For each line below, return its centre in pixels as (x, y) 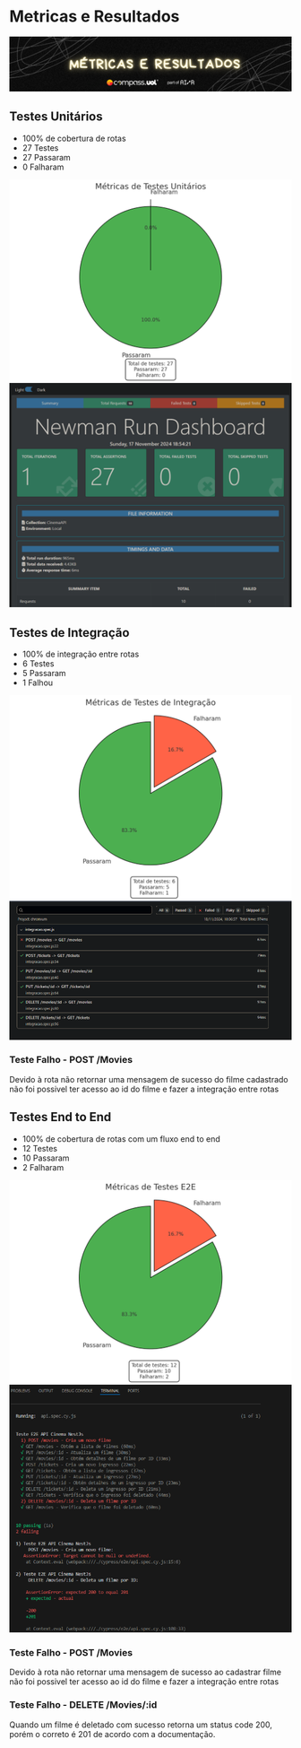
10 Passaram (46, 1158)
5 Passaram (44, 673)
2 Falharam (43, 1167)
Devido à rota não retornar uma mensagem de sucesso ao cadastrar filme (146, 1672)
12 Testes (40, 1148)
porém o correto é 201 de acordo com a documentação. (112, 1734)
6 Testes (38, 663)
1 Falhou (38, 683)
